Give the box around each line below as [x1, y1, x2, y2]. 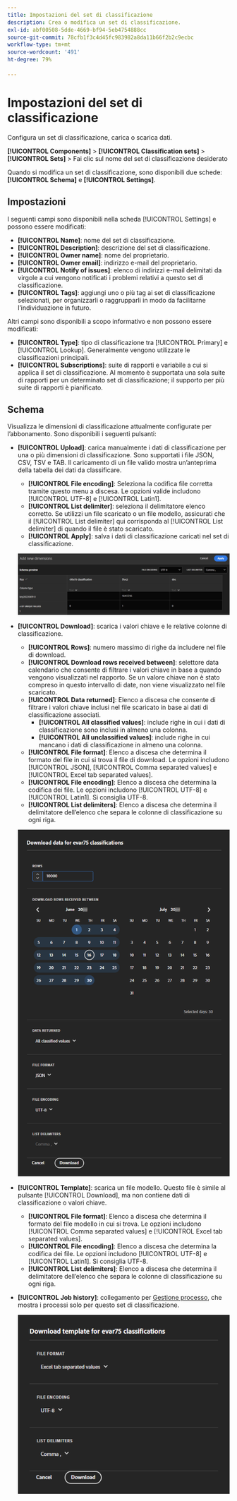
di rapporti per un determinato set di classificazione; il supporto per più [17, 375, 225, 384]
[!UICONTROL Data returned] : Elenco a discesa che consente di [28, 695, 217, 704]
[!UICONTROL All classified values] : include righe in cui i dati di [38, 718, 226, 726]
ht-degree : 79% [7, 56, 52, 64]
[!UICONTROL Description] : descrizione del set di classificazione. [17, 243, 210, 252]
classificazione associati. [28, 710, 101, 719]
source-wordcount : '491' [7, 49, 80, 56]
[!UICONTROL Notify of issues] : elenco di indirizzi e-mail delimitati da [17, 265, 222, 275]
